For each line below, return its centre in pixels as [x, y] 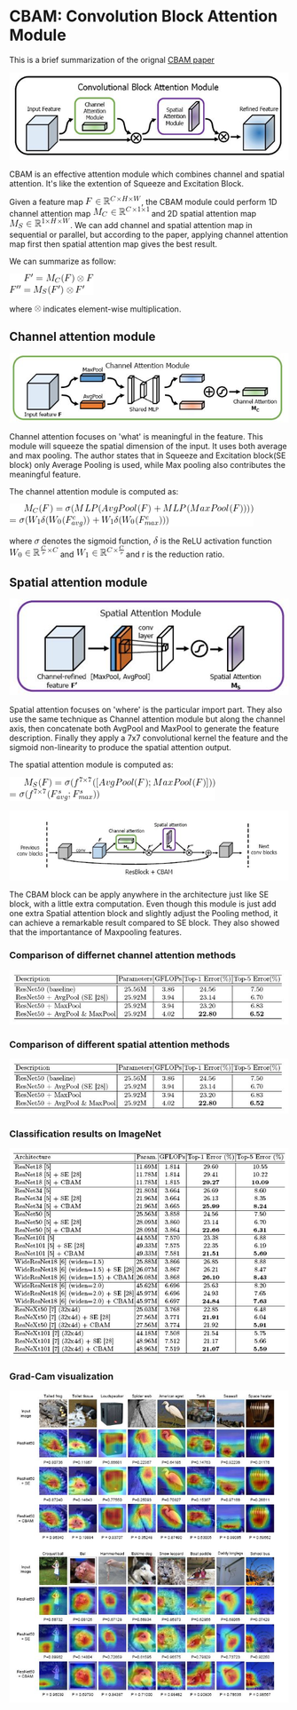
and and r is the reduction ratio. [142, 554]
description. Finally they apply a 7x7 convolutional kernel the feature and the [148, 738]
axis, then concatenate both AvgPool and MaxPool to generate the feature [144, 728]
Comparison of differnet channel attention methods [123, 955]
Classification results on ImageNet [86, 1134]
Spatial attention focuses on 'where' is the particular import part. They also [146, 709]
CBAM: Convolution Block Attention [143, 16]
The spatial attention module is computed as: [92, 764]
